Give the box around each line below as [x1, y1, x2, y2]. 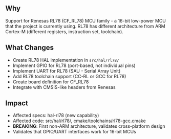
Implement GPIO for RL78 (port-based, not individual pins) [12, 62, 136, 68]
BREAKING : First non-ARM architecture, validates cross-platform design [12, 123, 165, 129]
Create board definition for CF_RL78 [12, 79, 89, 85]
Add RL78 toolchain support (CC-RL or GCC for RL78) [12, 73, 126, 79]
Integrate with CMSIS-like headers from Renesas [12, 84, 116, 90]
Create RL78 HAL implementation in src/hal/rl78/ [12, 57, 119, 63]
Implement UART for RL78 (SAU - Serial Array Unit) [12, 67, 121, 74]
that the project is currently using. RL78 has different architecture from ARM [5, 23, 165, 29]
